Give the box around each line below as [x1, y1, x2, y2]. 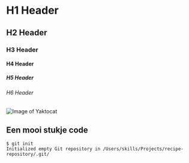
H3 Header [6, 46, 39, 54]
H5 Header [6, 74, 34, 81]
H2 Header [6, 28, 47, 38]
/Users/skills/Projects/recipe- [103, 146, 184, 152]
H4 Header [6, 61, 34, 68]
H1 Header [6, 4, 59, 17]
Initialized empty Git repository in [6, 146, 101, 152]
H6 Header [6, 89, 34, 96]
